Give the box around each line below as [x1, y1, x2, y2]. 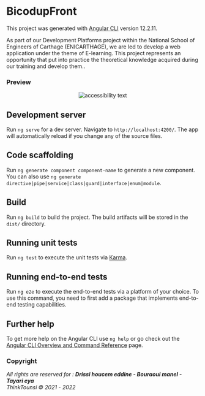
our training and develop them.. [6, 63, 86, 70]
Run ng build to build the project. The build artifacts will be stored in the [6, 213, 188, 221]
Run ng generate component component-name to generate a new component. [6, 166, 196, 173]
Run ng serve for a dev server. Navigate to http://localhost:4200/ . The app [6, 126, 199, 133]
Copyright [6, 357, 37, 365]
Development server [6, 109, 86, 120]
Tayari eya [6, 377, 34, 384]
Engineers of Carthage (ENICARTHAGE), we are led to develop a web [6, 43, 181, 50]
